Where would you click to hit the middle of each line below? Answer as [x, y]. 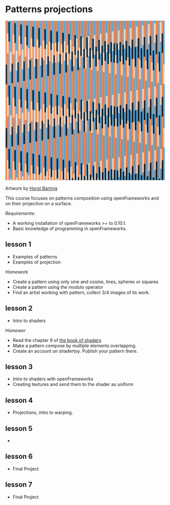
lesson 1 [18, 244]
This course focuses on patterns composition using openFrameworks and [82, 198]
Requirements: [20, 213]
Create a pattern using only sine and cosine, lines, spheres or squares [85, 282]
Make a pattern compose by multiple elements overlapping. [74, 345]
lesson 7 [19, 485]
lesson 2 [19, 308]
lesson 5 [19, 428]
